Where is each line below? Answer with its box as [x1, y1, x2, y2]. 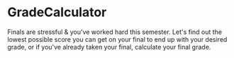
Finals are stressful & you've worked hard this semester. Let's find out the [7, 28, 222, 36]
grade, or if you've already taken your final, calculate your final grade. [7, 42, 211, 51]
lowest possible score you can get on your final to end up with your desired [7, 35, 228, 43]
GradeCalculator [7, 4, 107, 21]
